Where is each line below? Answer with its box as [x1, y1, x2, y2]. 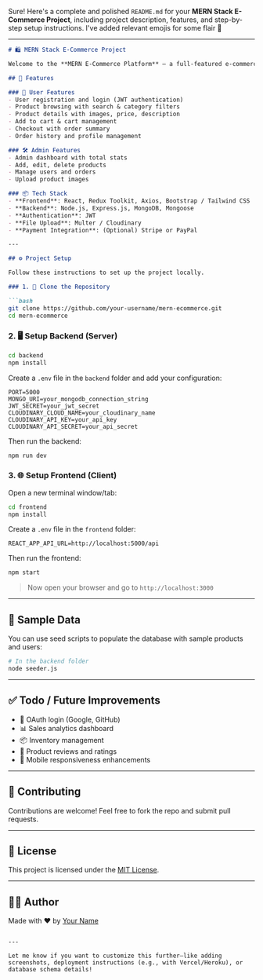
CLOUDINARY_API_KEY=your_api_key [8, 415, 117, 423]
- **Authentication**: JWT [8, 211, 96, 219]
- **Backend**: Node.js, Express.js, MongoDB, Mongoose [8, 204, 194, 212]
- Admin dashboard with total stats [8, 153, 128, 162]
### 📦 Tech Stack [8, 190, 68, 198]
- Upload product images [8, 176, 89, 184]
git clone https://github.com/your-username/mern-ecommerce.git [8, 304, 222, 313]
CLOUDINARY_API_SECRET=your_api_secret [8, 422, 139, 430]
